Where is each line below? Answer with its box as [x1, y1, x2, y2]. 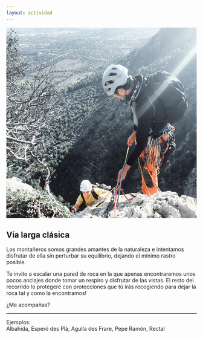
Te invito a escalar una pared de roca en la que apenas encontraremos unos [6, 270, 196, 278]
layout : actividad [6, 10, 53, 16]
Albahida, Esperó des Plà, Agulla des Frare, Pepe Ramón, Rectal [6, 325, 165, 333]
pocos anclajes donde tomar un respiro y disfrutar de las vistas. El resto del [6, 277, 195, 284]
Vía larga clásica [6, 230, 70, 240]
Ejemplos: [6, 319, 31, 326]
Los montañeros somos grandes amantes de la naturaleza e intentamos [6, 245, 184, 253]
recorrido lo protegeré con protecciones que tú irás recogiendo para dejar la [6, 283, 196, 290]
